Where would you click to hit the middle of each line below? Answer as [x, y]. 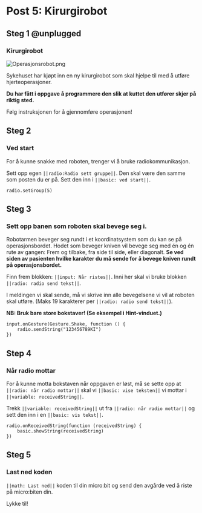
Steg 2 [19, 131]
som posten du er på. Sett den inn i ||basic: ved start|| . [79, 179]
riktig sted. [20, 100]
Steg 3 [19, 209]
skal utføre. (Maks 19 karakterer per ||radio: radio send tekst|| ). [90, 301]
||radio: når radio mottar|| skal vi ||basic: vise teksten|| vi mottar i [96, 390]
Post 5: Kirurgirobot [57, 11]
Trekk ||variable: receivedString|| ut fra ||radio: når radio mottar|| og [101, 408]
